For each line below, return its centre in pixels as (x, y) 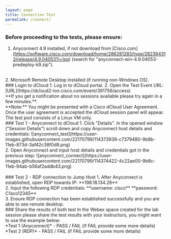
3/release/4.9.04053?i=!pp (41, 59)
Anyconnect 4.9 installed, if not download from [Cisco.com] (75, 48)
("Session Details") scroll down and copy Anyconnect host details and (79, 128)
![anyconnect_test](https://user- (64, 134)
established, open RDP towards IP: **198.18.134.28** (62, 182)
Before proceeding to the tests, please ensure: (64, 37)
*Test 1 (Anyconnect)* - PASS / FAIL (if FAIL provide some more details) (80, 226)
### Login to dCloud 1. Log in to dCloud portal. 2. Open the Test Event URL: (84, 85)
